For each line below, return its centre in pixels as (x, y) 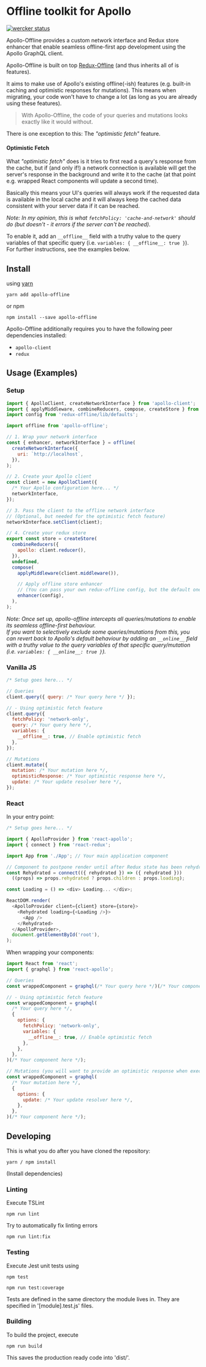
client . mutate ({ (27, 765)
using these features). (34, 103)
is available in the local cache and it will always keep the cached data (94, 199)
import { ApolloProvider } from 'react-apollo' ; (70, 839)
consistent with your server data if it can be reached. (73, 206)
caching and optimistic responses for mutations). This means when (91, 90)
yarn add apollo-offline (38, 294)
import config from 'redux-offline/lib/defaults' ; (72, 415)
